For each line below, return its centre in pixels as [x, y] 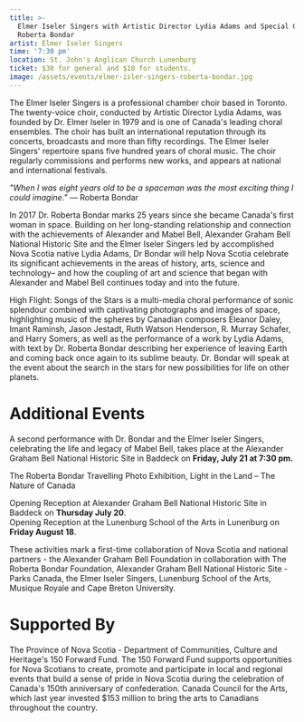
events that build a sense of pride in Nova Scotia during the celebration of [147, 678]
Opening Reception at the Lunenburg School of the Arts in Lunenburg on [145, 522]
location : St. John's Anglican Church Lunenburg [103, 60]
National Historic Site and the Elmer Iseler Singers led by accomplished [142, 244]
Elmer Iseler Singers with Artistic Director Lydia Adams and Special [153, 26]
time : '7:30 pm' [40, 52]
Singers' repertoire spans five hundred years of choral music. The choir [142, 151]
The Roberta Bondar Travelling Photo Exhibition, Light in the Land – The [142, 475]
